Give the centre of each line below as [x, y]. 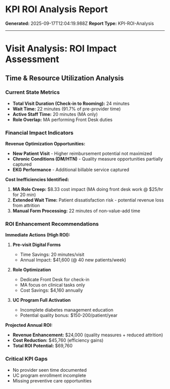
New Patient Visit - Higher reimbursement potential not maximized [82, 153]
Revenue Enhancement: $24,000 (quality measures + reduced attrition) [88, 335]
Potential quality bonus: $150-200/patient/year [69, 316]
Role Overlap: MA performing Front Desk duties [62, 120]
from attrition [26, 206]
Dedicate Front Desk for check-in [55, 280]
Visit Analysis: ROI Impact [61, 49]
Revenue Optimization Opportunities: [45, 144]
